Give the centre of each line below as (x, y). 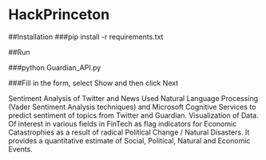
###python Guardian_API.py (55, 67)
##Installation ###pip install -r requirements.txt (86, 37)
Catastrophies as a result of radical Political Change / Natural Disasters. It (129, 132)
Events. (21, 149)
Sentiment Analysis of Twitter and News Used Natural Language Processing (133, 98)
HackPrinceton (59, 15)
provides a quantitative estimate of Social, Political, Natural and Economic (129, 140)
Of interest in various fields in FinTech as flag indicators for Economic (123, 123)
